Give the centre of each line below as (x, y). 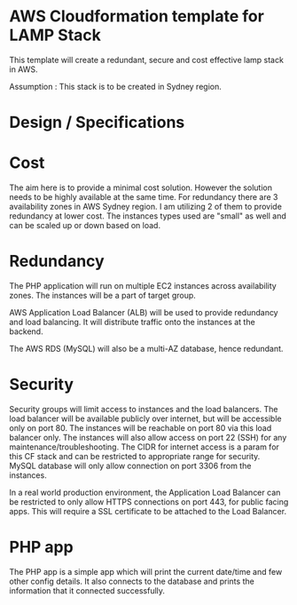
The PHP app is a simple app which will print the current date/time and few (146, 571)
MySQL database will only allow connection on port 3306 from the (130, 466)
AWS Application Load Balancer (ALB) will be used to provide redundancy (144, 312)
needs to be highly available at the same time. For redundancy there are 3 (144, 197)
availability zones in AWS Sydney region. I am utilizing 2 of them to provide (145, 207)
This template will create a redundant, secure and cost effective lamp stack (146, 60)
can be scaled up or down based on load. (85, 226)
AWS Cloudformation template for (137, 16)
